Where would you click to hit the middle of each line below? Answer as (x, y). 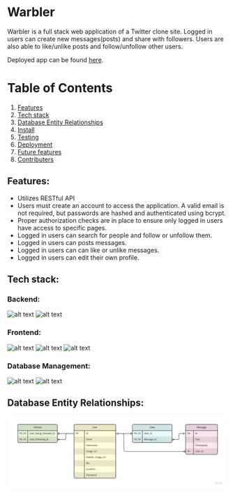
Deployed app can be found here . (55, 59)
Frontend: (24, 332)
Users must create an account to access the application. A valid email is (121, 205)
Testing (28, 137)
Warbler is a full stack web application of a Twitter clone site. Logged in (110, 31)
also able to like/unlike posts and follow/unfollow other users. (95, 46)
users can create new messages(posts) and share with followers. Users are (116, 38)
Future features (39, 152)
